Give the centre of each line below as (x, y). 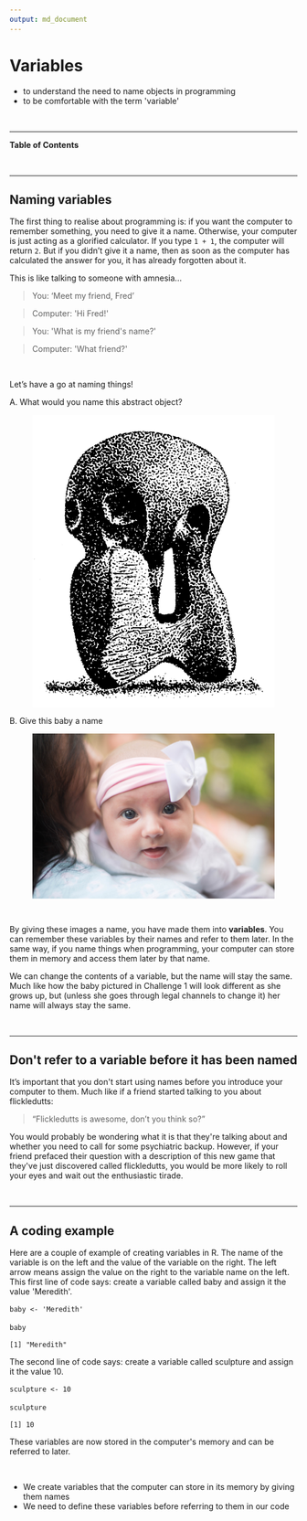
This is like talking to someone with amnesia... (96, 278)
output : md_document (49, 19)
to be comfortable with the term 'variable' (101, 101)
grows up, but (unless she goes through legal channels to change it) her (145, 995)
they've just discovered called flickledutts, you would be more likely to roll (148, 1166)
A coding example (62, 1231)
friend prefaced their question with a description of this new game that (143, 1156)
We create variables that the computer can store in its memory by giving (159, 1487)
